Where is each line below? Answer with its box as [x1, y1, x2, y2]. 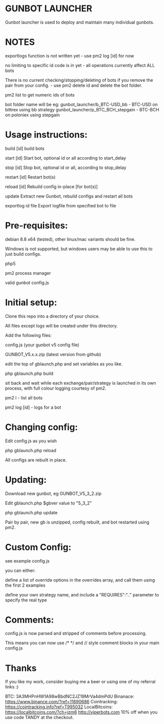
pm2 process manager [5, 270, 51, 276]
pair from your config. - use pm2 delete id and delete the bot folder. [5, 82, 143, 88]
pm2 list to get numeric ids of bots [5, 92, 75, 98]
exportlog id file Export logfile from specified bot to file [5, 202, 117, 208]
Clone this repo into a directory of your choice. [5, 313, 100, 319]
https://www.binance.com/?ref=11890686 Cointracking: [5, 699, 118, 705]
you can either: [5, 567, 36, 573]
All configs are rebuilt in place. [5, 457, 67, 463]
